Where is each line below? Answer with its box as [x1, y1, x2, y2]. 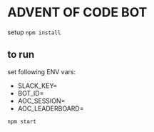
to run [7, 49, 35, 61]
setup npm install [7, 28, 61, 36]
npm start [7, 118, 37, 125]
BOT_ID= [17, 88, 44, 97]
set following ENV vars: [7, 67, 76, 76]
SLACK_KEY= [17, 81, 58, 90]
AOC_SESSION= [17, 96, 66, 105]
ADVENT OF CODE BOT [7, 4, 148, 21]
